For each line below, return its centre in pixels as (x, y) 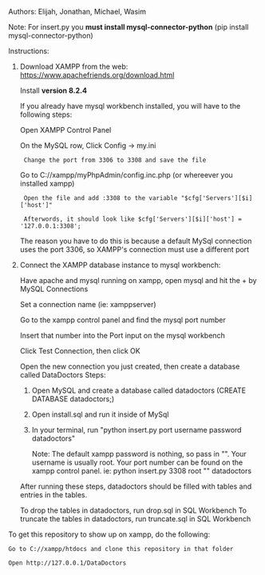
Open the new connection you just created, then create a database (130, 366)
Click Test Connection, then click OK (80, 351)
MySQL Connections (54, 289)
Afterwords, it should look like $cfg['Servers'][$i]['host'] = (132, 219)
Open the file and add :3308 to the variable (101, 198)
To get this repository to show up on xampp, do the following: (109, 534)
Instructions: (29, 51)
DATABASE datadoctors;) (73, 399)
